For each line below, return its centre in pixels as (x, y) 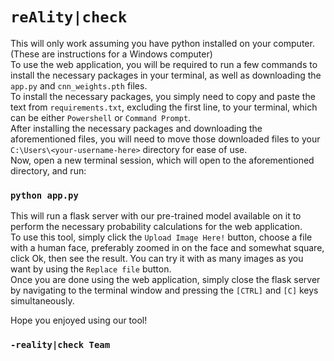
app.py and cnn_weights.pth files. (79, 85)
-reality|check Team (60, 345)
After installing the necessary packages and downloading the (136, 128)
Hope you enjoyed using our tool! (79, 320)
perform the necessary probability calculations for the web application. (156, 227)
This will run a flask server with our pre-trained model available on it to (156, 216)
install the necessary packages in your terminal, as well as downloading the (166, 75)
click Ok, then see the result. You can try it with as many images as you (157, 259)
